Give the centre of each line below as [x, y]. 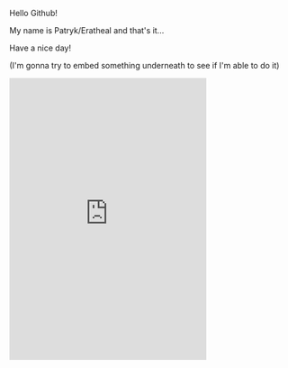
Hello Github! [34, 13]
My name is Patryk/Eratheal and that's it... [87, 30]
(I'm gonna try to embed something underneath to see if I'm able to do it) [144, 65]
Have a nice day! [40, 48]
